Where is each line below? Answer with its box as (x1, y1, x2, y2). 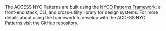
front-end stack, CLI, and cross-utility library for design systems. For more (5, 9, 158, 15)
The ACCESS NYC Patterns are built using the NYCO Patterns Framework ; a (5, 4, 161, 10)
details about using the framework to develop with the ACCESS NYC (5, 15, 146, 20)
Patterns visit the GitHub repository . (5, 20, 79, 26)
